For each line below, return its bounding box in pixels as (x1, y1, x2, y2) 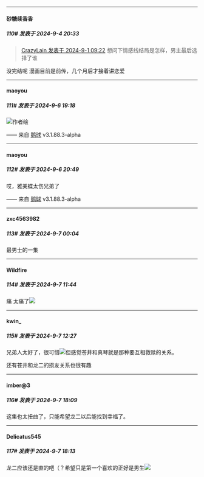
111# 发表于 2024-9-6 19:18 (6, 102, 76, 109)
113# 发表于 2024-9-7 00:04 (6, 229, 79, 237)
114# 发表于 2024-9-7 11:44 (6, 281, 77, 288)
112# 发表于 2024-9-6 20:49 (6, 165, 80, 173)
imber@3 (6, 381, 30, 389)
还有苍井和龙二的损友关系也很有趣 (6, 361, 92, 369)
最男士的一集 (6, 246, 38, 254)
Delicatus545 (6, 433, 41, 440)
